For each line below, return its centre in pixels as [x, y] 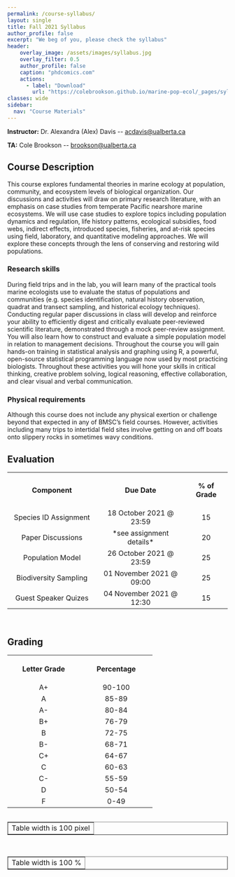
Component [52, 490]
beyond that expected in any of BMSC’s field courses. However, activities [113, 422]
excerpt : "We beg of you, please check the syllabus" [87, 40]
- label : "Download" [56, 86]
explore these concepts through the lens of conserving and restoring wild [113, 243]
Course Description [51, 167]
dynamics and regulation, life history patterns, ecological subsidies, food [112, 221]
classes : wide [28, 99]
